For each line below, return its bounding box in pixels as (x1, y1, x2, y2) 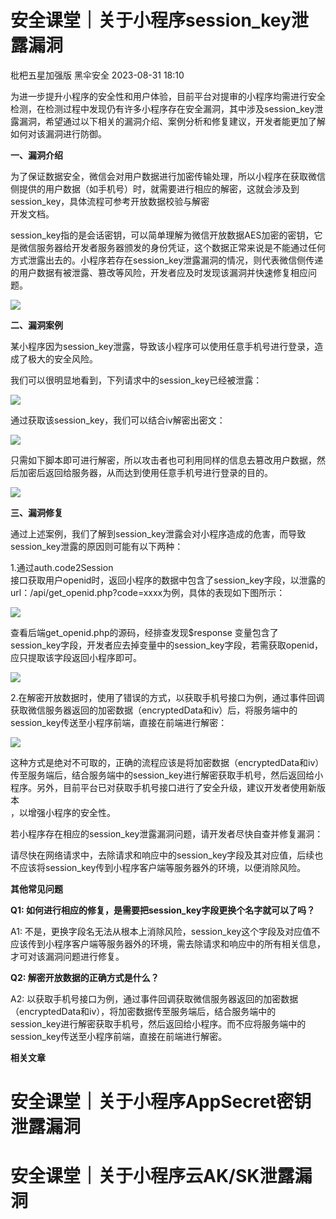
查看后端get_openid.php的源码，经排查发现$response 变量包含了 (10, 626, 279, 638)
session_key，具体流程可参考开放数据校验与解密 (10, 195, 210, 207)
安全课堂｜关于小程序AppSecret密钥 (10, 1091, 312, 1113)
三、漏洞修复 (10, 506, 63, 518)
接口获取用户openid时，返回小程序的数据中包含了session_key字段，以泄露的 (10, 574, 326, 586)
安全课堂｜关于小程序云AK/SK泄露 (10, 1165, 295, 1188)
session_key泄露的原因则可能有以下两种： (10, 540, 184, 552)
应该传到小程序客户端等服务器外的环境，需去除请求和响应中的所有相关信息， (10, 937, 326, 950)
